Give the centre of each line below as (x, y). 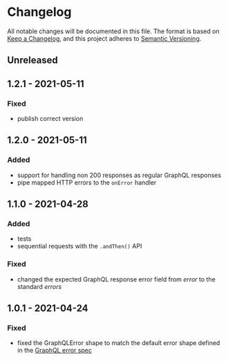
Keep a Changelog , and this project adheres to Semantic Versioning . (104, 38)
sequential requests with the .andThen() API (79, 246)
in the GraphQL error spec (54, 351)
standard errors (39, 286)
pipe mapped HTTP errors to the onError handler (87, 182)
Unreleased (33, 61)
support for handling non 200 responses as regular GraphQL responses (119, 175)
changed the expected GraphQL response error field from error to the (116, 279)
